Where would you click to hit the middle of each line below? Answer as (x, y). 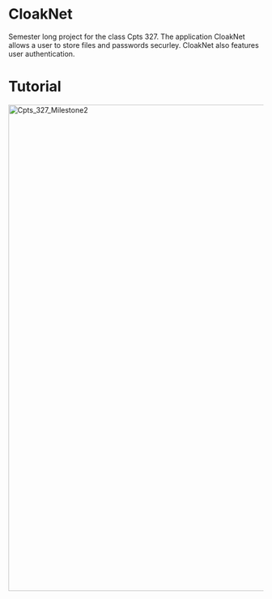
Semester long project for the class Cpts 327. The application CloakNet (127, 36)
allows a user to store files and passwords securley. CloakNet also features (134, 45)
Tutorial (35, 87)
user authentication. (42, 53)
